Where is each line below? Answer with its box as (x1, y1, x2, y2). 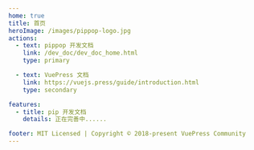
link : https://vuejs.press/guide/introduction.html (23, 78, 199, 87)
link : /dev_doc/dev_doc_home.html (23, 49, 138, 57)
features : (8, 100, 42, 108)
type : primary (23, 57, 70, 65)
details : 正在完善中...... (23, 116, 107, 124)
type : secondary (23, 86, 78, 94)
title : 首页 (8, 19, 46, 27)
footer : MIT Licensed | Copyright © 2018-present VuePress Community (8, 130, 247, 138)
